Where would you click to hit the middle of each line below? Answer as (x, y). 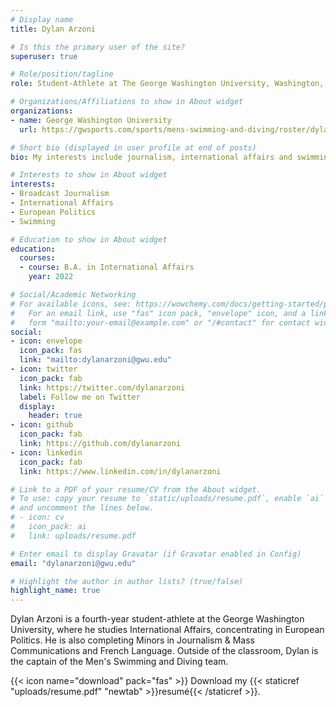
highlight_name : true (55, 591)
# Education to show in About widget (89, 239)
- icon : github (42, 425)
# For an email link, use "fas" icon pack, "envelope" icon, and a (158, 313)
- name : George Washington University (91, 120)
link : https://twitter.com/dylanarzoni (102, 387)
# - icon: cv (37, 517)
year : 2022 (51, 277)
